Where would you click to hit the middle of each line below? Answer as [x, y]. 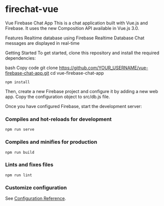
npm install [17, 82]
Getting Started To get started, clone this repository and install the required [82, 53]
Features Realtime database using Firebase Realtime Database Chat [75, 38]
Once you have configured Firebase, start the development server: [74, 106]
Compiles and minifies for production [51, 142]
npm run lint [19, 175]
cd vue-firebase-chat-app [77, 73]
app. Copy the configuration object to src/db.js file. [58, 97]
